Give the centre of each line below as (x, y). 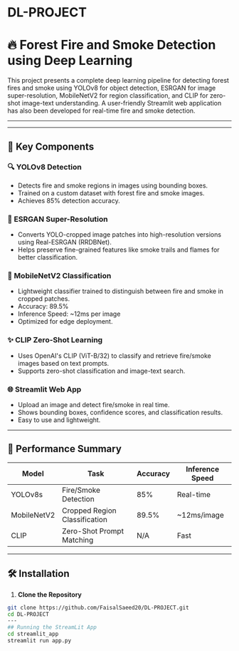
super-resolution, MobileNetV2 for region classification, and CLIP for (108, 96)
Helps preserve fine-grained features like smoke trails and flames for (118, 250)
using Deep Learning (70, 61)
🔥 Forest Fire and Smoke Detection (112, 45)
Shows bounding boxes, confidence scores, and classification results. (120, 412)
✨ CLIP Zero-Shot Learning (55, 340)
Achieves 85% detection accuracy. (69, 200)
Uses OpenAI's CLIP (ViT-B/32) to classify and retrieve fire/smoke (114, 355)
